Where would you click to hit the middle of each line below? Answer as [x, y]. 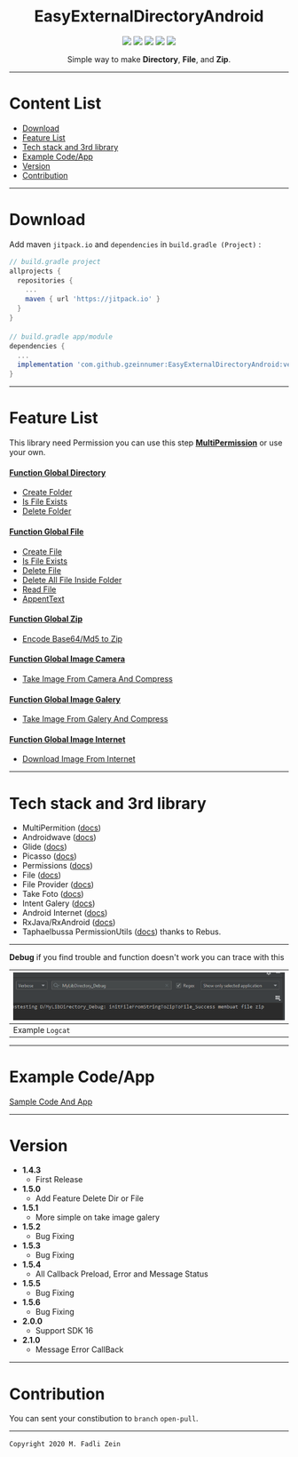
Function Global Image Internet [67, 739]
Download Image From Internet [78, 759]
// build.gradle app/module [61, 336]
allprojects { [35, 271]
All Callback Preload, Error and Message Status [122, 1274]
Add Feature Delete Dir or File [90, 1198]
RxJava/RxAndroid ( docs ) [69, 923]
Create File [42, 551]
